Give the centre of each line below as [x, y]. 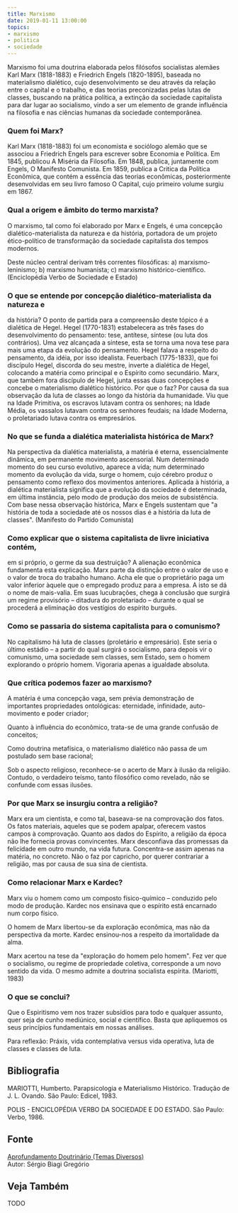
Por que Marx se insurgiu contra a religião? [83, 803]
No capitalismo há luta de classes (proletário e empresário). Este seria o [112, 642]
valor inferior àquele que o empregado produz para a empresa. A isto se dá [117, 585]
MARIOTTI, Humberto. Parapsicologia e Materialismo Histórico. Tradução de [119, 1088]
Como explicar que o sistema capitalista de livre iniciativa [108, 539]
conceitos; [23, 735]
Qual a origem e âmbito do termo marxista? [83, 210]
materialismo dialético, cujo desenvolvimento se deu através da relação [112, 82]
